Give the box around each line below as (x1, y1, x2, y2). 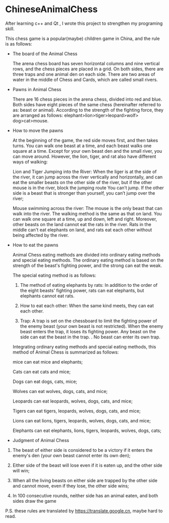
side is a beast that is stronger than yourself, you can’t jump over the (12, 190, 155, 196)
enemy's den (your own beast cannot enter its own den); (12, 452, 131, 458)
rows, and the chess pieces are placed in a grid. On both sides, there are (12, 66, 164, 72)
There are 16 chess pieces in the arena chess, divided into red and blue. (12, 96, 162, 102)
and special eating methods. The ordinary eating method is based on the (12, 257, 164, 263)
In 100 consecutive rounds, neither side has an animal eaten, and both (12, 492, 158, 499)
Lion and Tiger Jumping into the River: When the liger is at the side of (12, 168, 157, 175)
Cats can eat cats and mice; (12, 368, 71, 375)
